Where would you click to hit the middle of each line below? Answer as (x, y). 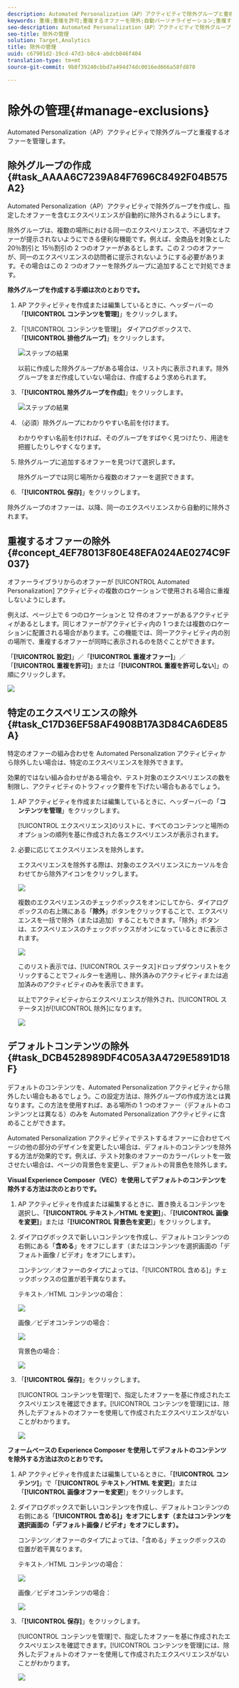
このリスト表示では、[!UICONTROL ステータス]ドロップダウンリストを (121, 966)
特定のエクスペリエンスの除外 (72, 713)
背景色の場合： (39, 1351)
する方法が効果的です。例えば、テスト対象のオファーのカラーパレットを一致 (119, 1155)
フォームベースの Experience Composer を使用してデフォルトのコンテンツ (117, 1450)
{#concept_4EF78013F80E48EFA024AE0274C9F (119, 552)
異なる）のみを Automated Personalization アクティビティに (132, 1114)
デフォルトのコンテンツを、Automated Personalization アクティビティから (116, 1087)
